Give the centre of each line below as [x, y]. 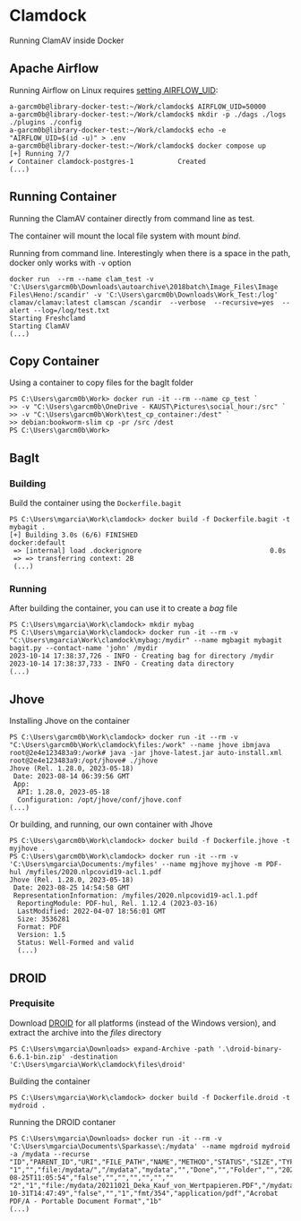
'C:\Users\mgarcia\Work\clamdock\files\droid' [98, 1064]
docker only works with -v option [70, 262]
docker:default [38, 543]
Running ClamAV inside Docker [67, 40]
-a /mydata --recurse [50, 1154]
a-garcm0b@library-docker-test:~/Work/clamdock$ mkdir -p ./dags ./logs [148, 114]
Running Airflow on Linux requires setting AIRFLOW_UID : [114, 90]
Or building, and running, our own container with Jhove [111, 824]
